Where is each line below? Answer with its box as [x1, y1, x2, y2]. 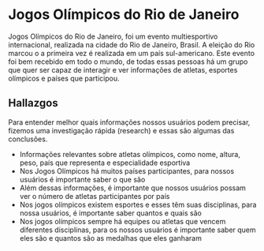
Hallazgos [8, 96, 58, 110]
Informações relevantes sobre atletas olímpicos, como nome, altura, [19, 149, 240, 159]
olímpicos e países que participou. [8, 73, 120, 83]
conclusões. [8, 134, 48, 144]
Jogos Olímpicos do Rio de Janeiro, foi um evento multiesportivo [8, 32, 218, 41]
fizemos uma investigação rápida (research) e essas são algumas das [8, 126, 235, 135]
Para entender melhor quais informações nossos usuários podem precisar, [8, 117, 251, 127]
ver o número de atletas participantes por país [19, 191, 170, 200]
